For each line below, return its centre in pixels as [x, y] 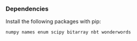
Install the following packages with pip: [53, 22]
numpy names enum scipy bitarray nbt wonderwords [68, 32]
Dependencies [27, 9]
